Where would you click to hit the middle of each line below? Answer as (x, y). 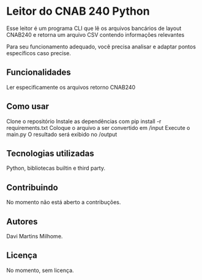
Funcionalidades (39, 73)
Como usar (28, 106)
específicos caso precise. (39, 53)
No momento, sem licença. (40, 270)
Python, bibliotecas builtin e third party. (56, 168)
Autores (22, 221)
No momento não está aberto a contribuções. (64, 202)
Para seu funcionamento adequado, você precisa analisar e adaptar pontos (101, 47)
